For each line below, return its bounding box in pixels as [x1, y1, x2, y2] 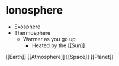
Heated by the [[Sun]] [31, 42, 85, 49]
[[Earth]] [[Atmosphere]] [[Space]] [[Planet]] [5, 53, 114, 60]
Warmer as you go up [22, 35, 76, 42]
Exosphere [14, 23, 41, 30]
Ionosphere [5, 4, 63, 17]
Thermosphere [14, 29, 51, 36]
